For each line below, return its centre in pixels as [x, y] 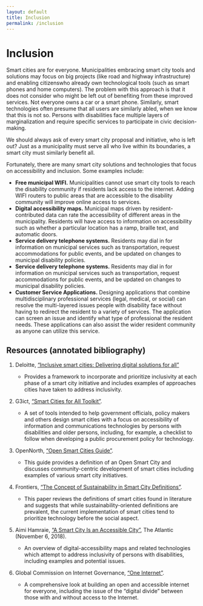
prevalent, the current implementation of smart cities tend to [99, 512]
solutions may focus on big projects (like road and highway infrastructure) [98, 77]
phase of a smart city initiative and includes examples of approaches [110, 383]
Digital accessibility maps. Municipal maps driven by [82, 209]
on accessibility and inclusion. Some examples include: [75, 171]
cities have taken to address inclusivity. [73, 390]
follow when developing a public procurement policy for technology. [109, 439]
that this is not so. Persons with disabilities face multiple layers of [88, 115]
